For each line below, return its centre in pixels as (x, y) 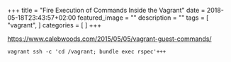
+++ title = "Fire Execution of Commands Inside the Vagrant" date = (106, 10)
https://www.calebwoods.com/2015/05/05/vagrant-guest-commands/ (109, 39)
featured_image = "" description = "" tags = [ (143, 18)
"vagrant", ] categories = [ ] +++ (55, 25)
